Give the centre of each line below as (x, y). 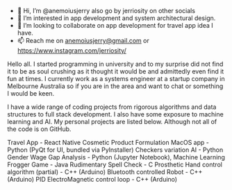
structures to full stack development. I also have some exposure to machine (115, 114)
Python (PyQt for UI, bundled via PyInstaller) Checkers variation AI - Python (115, 150)
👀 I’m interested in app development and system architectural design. (116, 18)
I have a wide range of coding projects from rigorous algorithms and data (112, 107)
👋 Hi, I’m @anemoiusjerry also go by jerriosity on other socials (106, 11)
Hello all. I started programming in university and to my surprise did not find (115, 64)
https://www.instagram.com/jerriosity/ (72, 51)
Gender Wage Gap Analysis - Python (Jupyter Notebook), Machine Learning (116, 157)
